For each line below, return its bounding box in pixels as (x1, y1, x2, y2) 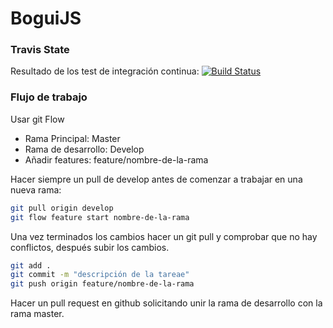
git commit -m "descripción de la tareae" (10, 270, 190, 280)
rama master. (10, 308, 65, 320)
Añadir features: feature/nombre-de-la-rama (24, 153, 209, 166)
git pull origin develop (10, 203, 114, 213)
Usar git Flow (10, 113, 65, 125)
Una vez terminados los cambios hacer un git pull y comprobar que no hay (10, 230, 318, 242)
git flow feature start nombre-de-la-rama (10, 212, 190, 222)
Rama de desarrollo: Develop (24, 143, 145, 155)
